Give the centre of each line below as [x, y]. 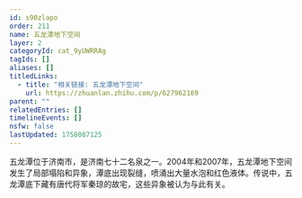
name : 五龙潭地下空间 [45, 34]
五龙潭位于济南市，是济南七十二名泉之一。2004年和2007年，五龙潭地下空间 [151, 161]
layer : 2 [26, 43]
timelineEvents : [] [46, 118]
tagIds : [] [30, 59]
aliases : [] [31, 68]
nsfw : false [31, 127]
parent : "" [30, 101]
